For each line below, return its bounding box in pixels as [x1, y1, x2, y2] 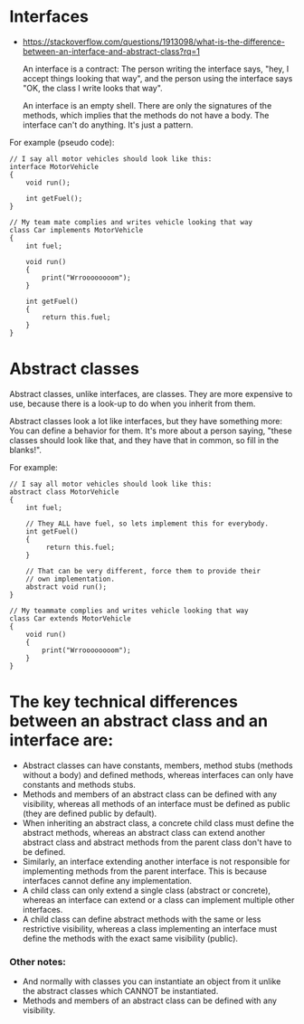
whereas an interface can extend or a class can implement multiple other [22, 894, 295, 905]
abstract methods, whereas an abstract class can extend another [22, 827, 266, 838]
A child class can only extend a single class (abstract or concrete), [22, 885, 271, 896]
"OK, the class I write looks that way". [22, 82, 163, 93]
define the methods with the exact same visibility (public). [22, 933, 238, 943]
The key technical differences [9, 692, 238, 712]
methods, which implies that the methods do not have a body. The [22, 109, 270, 120]
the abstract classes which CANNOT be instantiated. [22, 986, 219, 997]
